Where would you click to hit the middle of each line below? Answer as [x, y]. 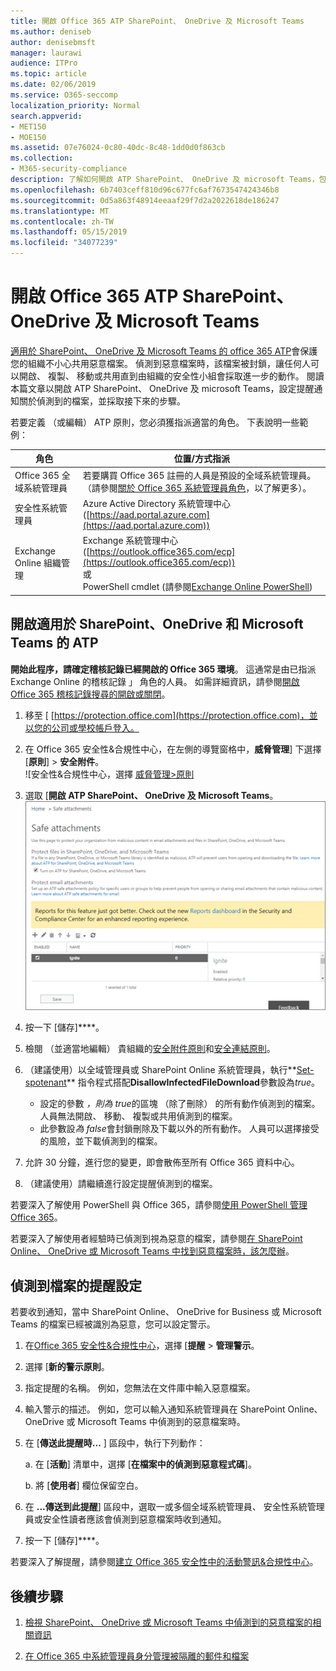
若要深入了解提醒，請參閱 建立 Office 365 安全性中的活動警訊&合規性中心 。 [164, 1562]
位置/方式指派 [202, 459]
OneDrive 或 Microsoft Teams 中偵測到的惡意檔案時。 [135, 1422]
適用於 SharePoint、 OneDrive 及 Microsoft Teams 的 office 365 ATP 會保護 [164, 351]
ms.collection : [42, 158]
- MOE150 [28, 137]
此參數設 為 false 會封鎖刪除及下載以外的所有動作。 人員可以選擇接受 [179, 1129]
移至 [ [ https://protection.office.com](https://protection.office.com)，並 [171, 715]
